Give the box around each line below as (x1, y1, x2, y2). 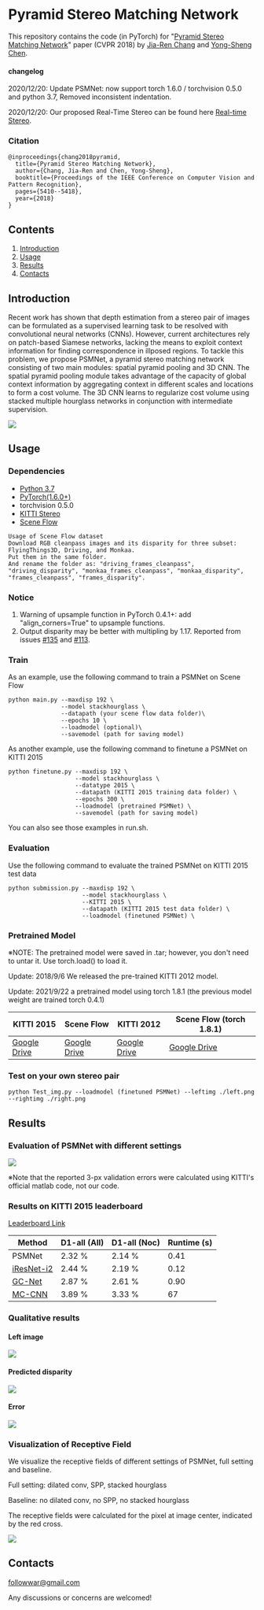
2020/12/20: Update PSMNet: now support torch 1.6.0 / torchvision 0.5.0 (8, 84, 242, 94)
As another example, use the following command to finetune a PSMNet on (8, 744, 247, 753)
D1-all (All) (60, 1238, 104, 1249)
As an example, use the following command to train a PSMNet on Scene (8, 672, 241, 682)
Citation (8, 135, 39, 146)
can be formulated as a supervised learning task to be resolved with (8, 321, 229, 331)
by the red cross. (8, 1519, 64, 1529)
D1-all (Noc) (111, 1238, 160, 1249)
